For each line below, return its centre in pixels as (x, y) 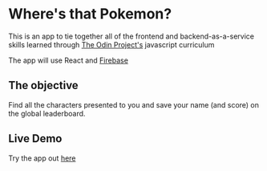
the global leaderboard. (47, 113)
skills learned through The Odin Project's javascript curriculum (111, 44)
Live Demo (35, 138)
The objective (43, 85)
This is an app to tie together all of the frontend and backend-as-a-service (131, 36)
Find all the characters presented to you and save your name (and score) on (133, 104)
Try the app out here (42, 158)
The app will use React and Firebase (68, 60)
